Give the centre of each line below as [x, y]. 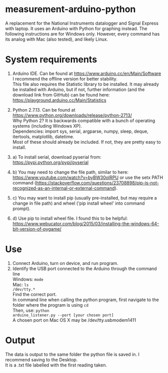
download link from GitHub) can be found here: [61, 95]
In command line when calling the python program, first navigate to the [86, 300]
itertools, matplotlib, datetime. [43, 136]
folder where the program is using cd [50, 305]
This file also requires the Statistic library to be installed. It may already [86, 84]
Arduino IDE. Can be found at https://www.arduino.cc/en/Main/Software [87, 73]
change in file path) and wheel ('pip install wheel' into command [78, 203]
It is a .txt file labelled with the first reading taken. [56, 365]
